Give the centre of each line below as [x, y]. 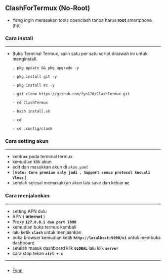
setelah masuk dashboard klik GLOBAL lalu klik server [65, 248]
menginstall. [25, 59]
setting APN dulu [29, 211]
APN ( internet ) [29, 216]
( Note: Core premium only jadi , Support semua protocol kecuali [81, 172]
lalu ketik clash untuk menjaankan [47, 232]
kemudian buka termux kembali [44, 227]
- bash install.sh [31, 111]
